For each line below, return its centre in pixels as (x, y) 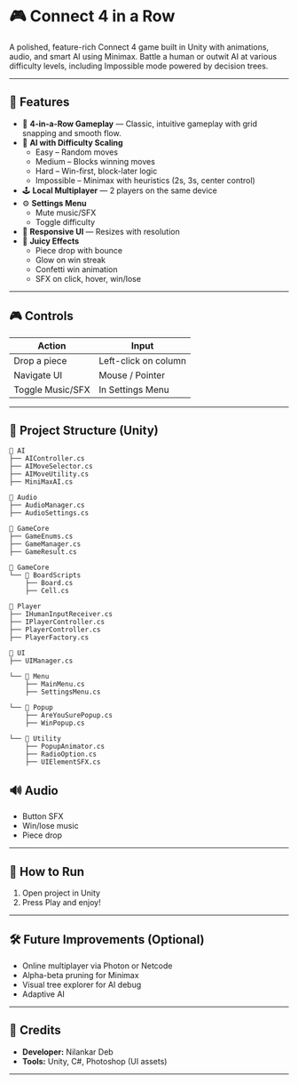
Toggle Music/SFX (52, 389)
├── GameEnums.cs (41, 537)
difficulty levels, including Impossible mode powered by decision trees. (139, 66)
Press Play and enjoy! (61, 902)
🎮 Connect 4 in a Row (92, 16)
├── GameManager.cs (45, 544)
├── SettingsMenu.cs (63, 692)
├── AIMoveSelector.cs (51, 467)
